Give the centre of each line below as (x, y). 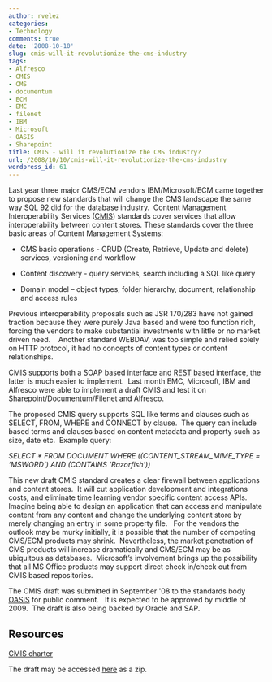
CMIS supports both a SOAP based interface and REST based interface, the (135, 373)
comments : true (34, 39)
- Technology (30, 31)
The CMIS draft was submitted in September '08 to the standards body (127, 591)
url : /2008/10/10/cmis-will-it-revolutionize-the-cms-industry (118, 159)
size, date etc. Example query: (60, 441)
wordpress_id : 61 (38, 167)
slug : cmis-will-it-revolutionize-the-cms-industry (97, 54)
